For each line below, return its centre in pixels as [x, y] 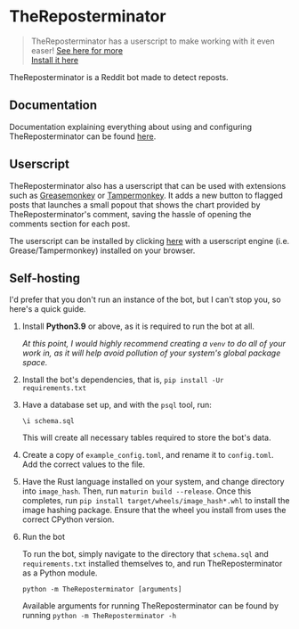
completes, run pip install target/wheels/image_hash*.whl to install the [156, 501]
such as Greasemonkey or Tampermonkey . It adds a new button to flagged [146, 195]
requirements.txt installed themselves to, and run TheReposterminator [152, 564]
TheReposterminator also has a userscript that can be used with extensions [148, 185]
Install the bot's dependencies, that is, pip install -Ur [123, 380]
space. [35, 363]
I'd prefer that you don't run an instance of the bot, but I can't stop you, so [145, 299]
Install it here [54, 60]
